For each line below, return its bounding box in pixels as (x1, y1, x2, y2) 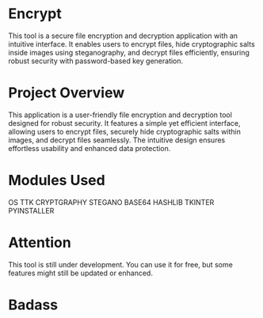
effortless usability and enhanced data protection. (8, 143, 171, 153)
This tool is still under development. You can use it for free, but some (8, 259, 234, 269)
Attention (8, 234, 71, 252)
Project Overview (8, 84, 125, 102)
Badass (8, 296, 59, 313)
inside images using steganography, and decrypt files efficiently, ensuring (8, 47, 250, 57)
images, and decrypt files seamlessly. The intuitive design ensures (8, 135, 226, 145)
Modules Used (8, 172, 105, 190)
